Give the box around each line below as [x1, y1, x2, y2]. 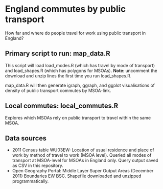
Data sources [5, 134, 47, 142]
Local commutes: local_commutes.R [5, 102, 118, 110]
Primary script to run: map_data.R [5, 49, 110, 58]
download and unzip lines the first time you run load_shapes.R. [5, 72, 132, 79]
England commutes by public [5, 3, 126, 15]
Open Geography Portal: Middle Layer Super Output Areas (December [12, 168, 154, 174]
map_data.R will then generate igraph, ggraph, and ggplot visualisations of [5, 82, 155, 88]
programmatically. [12, 178, 49, 184]
